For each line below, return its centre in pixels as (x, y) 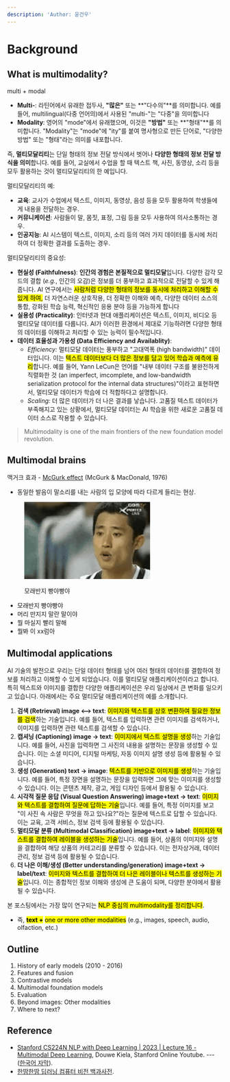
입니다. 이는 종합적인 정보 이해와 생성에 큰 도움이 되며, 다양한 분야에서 (116, 882)
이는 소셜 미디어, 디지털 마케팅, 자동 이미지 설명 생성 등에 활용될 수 (126, 754)
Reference (30, 1031)
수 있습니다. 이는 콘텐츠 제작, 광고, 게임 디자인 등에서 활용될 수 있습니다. (113, 788)
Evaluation (32, 995)
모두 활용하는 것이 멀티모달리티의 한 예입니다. (67, 171)
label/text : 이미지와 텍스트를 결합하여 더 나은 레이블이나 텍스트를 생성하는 (116, 874)
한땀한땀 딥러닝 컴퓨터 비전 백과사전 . (65, 1071)
